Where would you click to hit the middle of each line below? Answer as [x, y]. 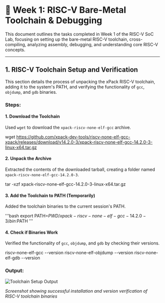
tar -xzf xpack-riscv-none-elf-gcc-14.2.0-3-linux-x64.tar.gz [66, 184]
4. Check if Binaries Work [31, 232]
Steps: [13, 105]
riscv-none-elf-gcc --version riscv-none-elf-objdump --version [69, 253]
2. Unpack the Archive [28, 159]
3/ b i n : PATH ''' [19, 221]
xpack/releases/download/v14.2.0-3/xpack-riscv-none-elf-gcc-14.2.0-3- [79, 142]
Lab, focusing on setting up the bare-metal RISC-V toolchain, [67, 39]
